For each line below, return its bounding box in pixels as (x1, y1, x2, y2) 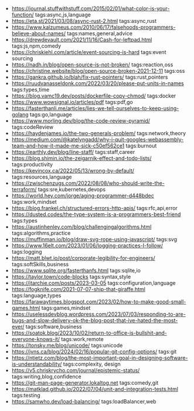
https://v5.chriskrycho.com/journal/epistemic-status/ (11, 367, 140, 373)
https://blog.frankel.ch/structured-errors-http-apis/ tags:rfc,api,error (11, 205, 178, 211)
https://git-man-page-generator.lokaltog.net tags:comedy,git (11, 379, 159, 386)
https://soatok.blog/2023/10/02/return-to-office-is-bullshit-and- (11, 329, 167, 336)
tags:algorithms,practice (11, 230, 71, 237)
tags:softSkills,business (11, 261, 69, 268)
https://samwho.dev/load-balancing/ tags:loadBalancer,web (11, 398, 156, 405)
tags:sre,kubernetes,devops (38, 186, 106, 193)
